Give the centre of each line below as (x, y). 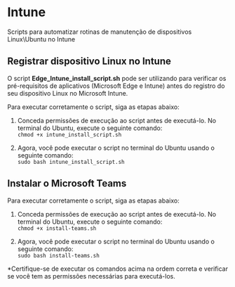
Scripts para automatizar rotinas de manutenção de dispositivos (100, 32)
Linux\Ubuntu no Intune (41, 39)
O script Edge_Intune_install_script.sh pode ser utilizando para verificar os (117, 78)
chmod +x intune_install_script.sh (69, 134)
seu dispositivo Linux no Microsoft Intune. (68, 93)
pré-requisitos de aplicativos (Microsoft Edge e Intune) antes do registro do (116, 86)
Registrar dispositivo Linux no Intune (89, 62)
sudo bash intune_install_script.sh (71, 162)
